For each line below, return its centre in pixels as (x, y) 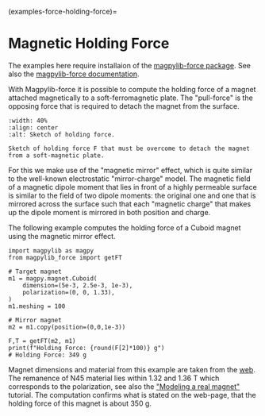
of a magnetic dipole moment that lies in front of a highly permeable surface (133, 187)
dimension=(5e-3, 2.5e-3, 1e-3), (78, 285)
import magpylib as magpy (51, 250)
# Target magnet (35, 272)
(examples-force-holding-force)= (63, 12)
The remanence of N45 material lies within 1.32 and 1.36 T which (114, 378)
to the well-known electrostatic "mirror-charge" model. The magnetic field (129, 179)
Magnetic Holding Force (89, 44)
